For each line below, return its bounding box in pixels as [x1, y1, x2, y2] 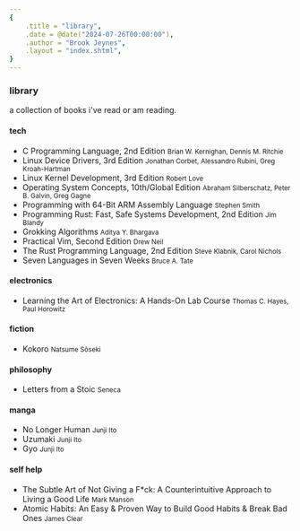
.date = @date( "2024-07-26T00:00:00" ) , [25, 30, 175, 39]
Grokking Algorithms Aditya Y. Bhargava [21, 226, 159, 237]
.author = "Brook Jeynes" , [25, 38, 126, 48]
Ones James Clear [21, 512, 83, 523]
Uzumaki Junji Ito [21, 434, 82, 445]
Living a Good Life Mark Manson [21, 493, 134, 504]
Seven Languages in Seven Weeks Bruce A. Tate [21, 255, 194, 265]
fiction [9, 324, 34, 335]
